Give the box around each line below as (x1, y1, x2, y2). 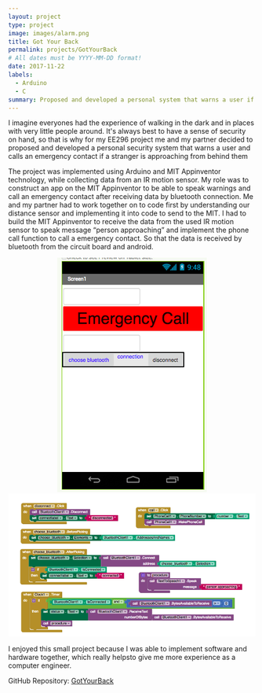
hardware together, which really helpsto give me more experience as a (8, 652, 236, 662)
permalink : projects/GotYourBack (8, 46, 118, 54)
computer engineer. (8, 661, 72, 670)
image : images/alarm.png (8, 29, 89, 37)
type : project (8, 20, 55, 29)
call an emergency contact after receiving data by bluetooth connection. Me (8, 192, 253, 201)
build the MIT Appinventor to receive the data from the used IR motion (8, 217, 234, 227)
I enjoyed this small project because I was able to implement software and (8, 643, 247, 653)
